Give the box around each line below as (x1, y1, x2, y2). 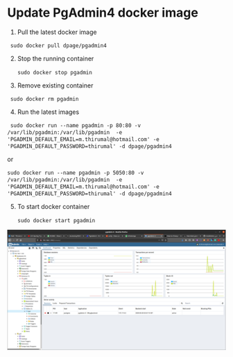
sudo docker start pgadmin (17, 217, 96, 224)
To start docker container (17, 202, 90, 210)
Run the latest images (17, 108, 80, 116)
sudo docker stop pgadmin (17, 69, 92, 76)
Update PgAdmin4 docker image (7, 5, 199, 21)
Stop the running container (17, 54, 94, 63)
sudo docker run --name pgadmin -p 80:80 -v (10, 122, 141, 129)
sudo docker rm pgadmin (10, 95, 79, 102)
